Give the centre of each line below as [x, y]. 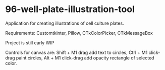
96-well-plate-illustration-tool [70, 9]
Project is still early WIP [30, 43]
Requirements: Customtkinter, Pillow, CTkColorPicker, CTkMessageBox [79, 33]
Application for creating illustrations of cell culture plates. [65, 23]
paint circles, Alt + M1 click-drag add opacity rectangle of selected [85, 58]
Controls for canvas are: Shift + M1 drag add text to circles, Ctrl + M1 [76, 52]
